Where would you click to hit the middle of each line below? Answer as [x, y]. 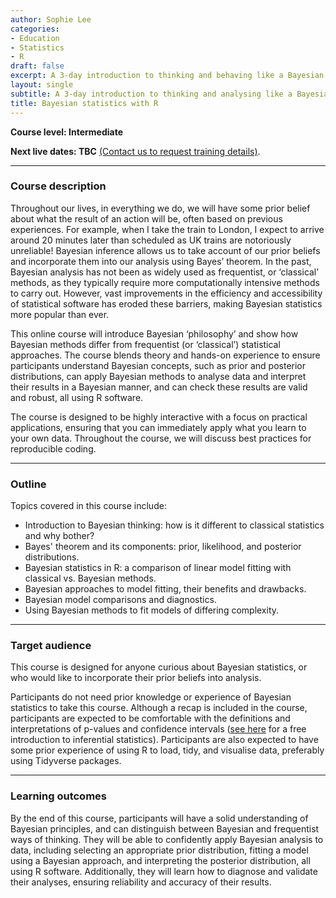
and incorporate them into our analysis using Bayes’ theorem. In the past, [161, 261]
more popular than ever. [60, 314]
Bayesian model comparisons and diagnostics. [120, 600]
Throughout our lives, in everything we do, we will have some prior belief [160, 208]
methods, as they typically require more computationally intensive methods [165, 282]
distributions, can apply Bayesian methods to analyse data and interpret [158, 376]
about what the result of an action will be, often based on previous [146, 218]
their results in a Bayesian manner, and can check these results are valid [159, 387]
